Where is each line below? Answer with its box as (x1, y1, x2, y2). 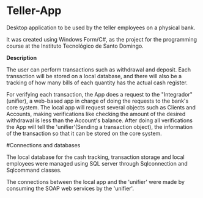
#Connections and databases (6, 141, 81, 148)
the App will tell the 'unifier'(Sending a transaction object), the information (6, 123, 193, 130)
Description (6, 54, 37, 61)
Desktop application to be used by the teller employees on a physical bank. (6, 24, 196, 31)
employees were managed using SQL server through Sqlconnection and (6, 159, 188, 167)
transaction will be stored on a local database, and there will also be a (6, 72, 182, 79)
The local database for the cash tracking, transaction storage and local (6, 153, 185, 161)
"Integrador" (161, 90, 193, 98)
